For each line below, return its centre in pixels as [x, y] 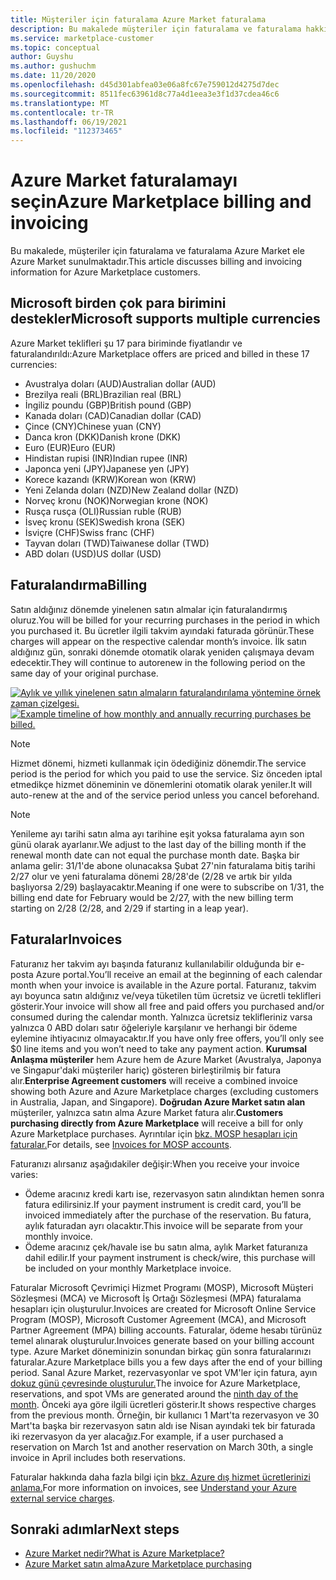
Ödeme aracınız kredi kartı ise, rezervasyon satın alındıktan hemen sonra [174, 1193]
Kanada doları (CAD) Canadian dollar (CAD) [113, 415]
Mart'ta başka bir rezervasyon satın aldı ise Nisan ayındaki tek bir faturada [163, 1425]
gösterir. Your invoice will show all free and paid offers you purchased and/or [167, 1006]
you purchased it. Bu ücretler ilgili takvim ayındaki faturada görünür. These [162, 630]
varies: [24, 1174]
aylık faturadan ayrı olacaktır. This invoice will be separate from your [164, 1225]
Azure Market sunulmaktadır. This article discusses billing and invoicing [156, 262]
